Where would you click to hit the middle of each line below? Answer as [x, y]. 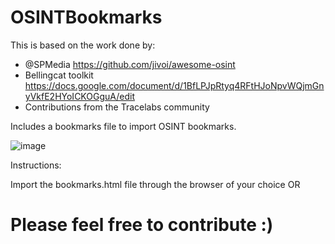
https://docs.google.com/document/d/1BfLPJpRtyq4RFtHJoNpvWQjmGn [174, 85]
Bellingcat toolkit [59, 75]
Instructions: [36, 165]
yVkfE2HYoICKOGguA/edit [79, 96]
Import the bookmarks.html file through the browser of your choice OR [155, 184]
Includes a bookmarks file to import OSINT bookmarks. [123, 126]
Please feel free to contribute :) [142, 225]
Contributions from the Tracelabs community [117, 107]
